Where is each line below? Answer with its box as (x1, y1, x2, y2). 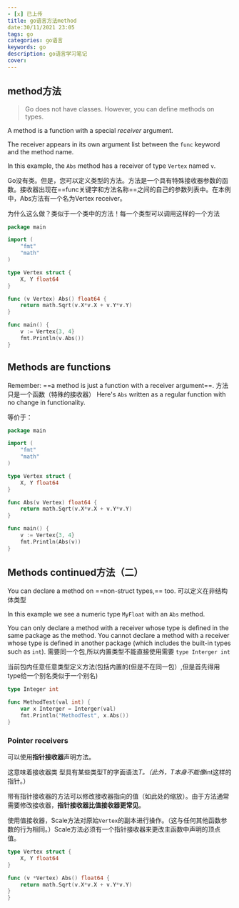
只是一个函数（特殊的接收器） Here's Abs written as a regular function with (7, 390, 226, 399)
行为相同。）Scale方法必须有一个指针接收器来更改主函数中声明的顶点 (19, 825, 221, 834)
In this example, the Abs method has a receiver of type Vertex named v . (7, 161, 216, 170)
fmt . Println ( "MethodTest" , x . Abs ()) (20, 712, 130, 719)
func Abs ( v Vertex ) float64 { (7, 499, 98, 506)
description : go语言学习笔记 (7, 51, 88, 58)
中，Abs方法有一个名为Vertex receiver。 (7, 194, 126, 202)
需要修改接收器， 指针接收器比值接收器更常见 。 (7, 801, 145, 809)
